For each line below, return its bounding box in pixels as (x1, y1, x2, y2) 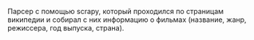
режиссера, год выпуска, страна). (7, 24, 125, 32)
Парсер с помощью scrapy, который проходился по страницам (7, 7, 224, 16)
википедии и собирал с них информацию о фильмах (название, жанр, (7, 15, 247, 24)
